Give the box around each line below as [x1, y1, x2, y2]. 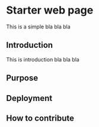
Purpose [6, 73, 39, 83]
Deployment [6, 93, 53, 103]
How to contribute [6, 113, 75, 123]
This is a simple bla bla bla [6, 23, 71, 30]
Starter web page [6, 4, 94, 17]
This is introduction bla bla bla [6, 56, 80, 63]
